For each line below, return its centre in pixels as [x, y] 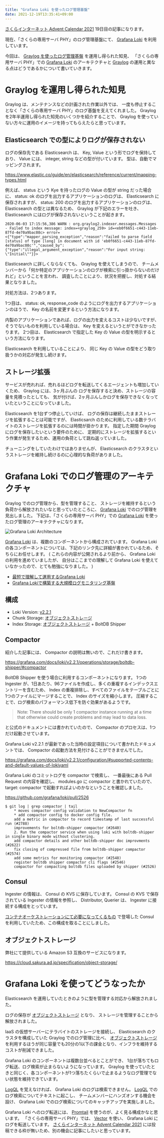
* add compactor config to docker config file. [63, 815]
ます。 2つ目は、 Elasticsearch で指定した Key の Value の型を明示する [80, 332]
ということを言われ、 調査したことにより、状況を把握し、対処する [85, 276]
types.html [16, 180]
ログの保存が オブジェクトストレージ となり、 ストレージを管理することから [82, 1015]
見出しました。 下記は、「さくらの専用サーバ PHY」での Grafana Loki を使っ [82, 515]
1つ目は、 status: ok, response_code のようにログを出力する [66, 303]
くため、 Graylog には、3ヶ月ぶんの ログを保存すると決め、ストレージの [78, 391]
